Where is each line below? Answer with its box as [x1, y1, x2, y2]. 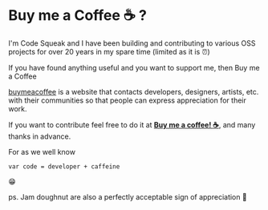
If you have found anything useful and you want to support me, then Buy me [8, 63, 260, 72]
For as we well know [8, 147, 76, 156]
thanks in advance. [8, 131, 71, 141]
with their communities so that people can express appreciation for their [8, 95, 247, 105]
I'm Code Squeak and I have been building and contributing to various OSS [8, 38, 256, 48]
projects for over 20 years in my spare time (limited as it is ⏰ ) [8, 46, 210, 56]
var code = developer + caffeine [8, 162, 120, 171]
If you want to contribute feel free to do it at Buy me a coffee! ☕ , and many [8, 119, 256, 129]
